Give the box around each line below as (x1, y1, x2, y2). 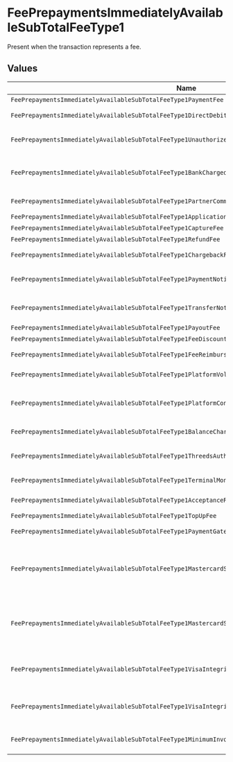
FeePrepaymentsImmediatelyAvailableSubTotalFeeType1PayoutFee (10, 324, 221, 331)
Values (7, 62, 38, 74)
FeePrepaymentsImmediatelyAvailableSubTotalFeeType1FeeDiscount (10, 335, 227, 343)
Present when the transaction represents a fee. (7, 42, 141, 51)
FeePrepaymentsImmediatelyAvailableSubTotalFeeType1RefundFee (10, 235, 221, 243)
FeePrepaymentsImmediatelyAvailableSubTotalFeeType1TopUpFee (10, 512, 217, 519)
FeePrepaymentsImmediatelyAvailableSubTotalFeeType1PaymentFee (10, 96, 224, 103)
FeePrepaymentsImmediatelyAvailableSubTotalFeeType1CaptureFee (10, 224, 224, 232)
